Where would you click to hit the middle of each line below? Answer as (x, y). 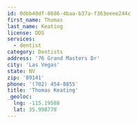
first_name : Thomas (35, 20)
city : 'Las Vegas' (33, 65)
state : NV (21, 71)
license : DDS (26, 33)
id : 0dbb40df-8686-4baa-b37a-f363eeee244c (69, 13)
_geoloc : (20, 97)
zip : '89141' (26, 77)
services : (21, 39)
